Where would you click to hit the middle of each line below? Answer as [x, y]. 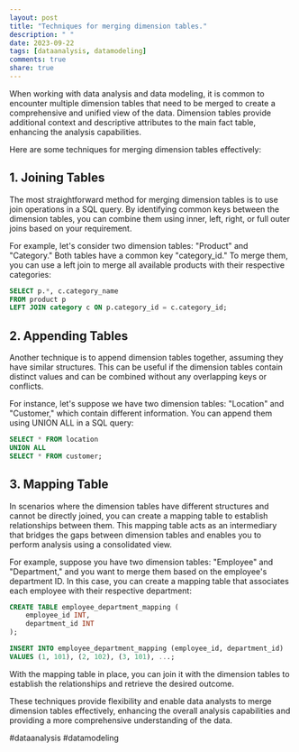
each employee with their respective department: [100, 591]
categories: [30, 274]
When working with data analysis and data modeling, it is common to [137, 93]
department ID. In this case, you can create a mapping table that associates [149, 581]
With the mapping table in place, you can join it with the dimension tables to [149, 674]
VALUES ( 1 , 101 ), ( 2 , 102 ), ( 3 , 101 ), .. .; [92, 656]
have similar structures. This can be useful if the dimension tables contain [146, 367]
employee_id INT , [58, 615]
